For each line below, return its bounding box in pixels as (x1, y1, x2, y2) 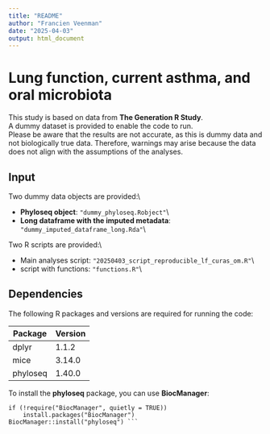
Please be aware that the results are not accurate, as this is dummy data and (8, 130, 263, 139)
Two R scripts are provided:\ (8, 240, 102, 250)
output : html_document (8, 34, 85, 43)
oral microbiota (8, 86, 113, 105)
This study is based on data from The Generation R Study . (8, 113, 204, 122)
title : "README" (8, 11, 63, 20)
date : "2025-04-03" (8, 27, 74, 35)
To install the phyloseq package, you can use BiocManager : (8, 388, 210, 398)
